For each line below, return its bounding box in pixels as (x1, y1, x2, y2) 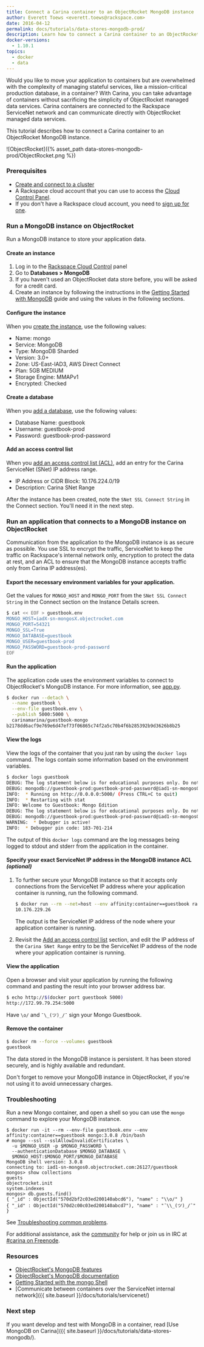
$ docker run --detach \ (6, 694, 69, 701)
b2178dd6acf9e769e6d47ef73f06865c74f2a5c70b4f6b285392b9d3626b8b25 (6, 723, 181, 729)
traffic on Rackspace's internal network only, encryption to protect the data (6, 551, 194, 559)
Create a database (6, 393, 53, 401)
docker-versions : (6, 37, 50, 43)
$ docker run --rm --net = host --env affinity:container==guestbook (15, 901, 190, 908)
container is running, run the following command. (15, 889, 138, 897)
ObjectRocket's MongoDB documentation (15, 1272, 120, 1280)
